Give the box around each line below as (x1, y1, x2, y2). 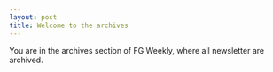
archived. (9, 54, 43, 65)
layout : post (9, 12, 58, 22)
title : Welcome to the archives (9, 21, 129, 30)
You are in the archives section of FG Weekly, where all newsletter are (9, 45, 264, 55)
